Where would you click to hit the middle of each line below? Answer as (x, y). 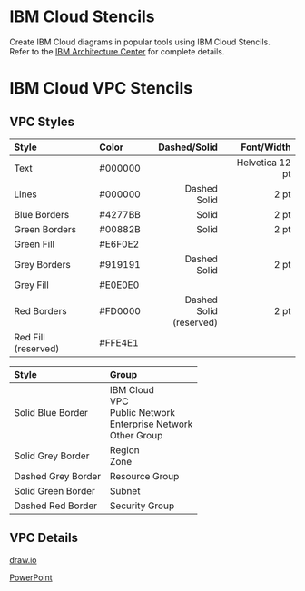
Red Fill (30, 337)
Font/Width (266, 147)
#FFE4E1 (119, 342)
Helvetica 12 (264, 163)
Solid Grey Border (52, 456)
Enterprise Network (151, 424)
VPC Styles (42, 121)
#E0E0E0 (119, 285)
